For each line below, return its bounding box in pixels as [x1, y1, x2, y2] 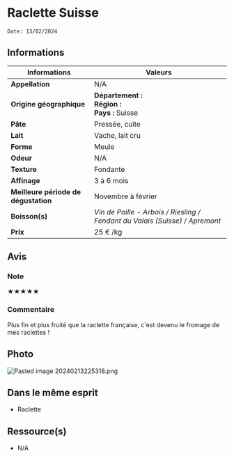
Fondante [93, 164, 125, 174]
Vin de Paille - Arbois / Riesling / [93, 207, 201, 216]
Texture [10, 164, 37, 174]
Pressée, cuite [93, 119, 141, 129]
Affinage [10, 175, 40, 185]
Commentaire [7, 305, 54, 315]
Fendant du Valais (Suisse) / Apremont [93, 216, 221, 226]
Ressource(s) [7, 425, 68, 437]
